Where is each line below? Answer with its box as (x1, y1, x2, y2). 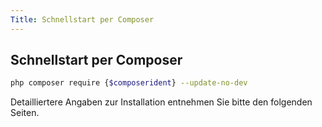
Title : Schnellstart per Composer (10, 14, 155, 25)
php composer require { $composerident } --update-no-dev (10, 78, 248, 88)
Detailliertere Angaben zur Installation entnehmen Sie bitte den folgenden (10, 96, 313, 108)
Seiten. (10, 107, 40, 119)
